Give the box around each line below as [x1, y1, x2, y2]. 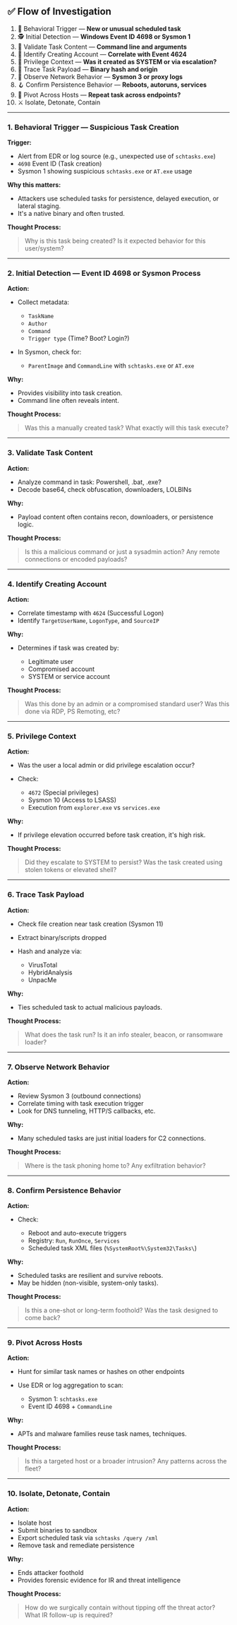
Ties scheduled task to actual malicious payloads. [17, 1003, 163, 1011]
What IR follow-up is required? [24, 1610, 113, 1619]
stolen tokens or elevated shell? [24, 866, 117, 874]
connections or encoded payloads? [24, 555, 128, 563]
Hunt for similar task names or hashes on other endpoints [17, 1367, 185, 1376]
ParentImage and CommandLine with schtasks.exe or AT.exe [28, 361, 195, 370]
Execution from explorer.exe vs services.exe [28, 804, 161, 812]
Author [28, 320, 48, 327]
